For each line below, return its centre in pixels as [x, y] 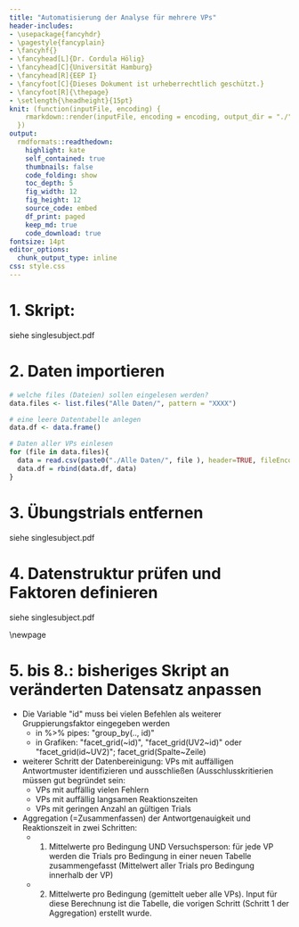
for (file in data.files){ [59, 452]
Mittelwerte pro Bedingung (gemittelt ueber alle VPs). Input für [163, 894]
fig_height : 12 [53, 200]
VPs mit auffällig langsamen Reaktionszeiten [117, 799]
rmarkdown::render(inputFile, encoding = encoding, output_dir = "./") [161, 117]
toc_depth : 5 [49, 184]
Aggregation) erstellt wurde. [101, 913]
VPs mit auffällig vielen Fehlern [92, 790]
